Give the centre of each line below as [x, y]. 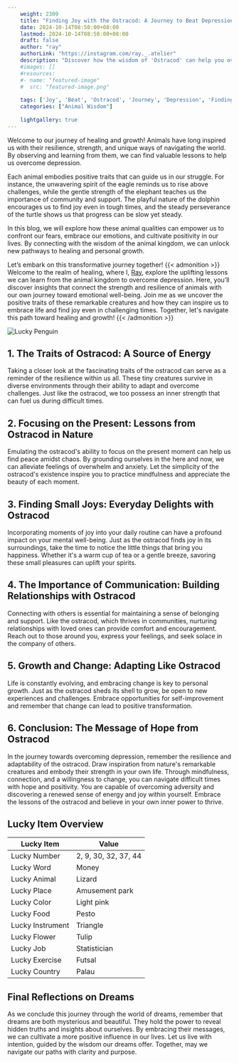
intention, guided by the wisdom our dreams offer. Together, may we [108, 1045]
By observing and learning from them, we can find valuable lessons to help [117, 155]
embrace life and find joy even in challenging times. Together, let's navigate [118, 310]
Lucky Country [36, 972]
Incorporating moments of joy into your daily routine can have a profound [115, 533]
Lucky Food [31, 914]
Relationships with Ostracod [71, 596]
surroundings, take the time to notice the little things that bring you [105, 548]
